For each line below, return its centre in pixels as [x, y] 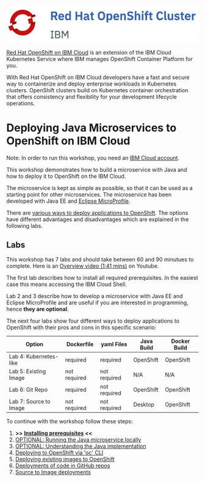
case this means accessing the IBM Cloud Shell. [67, 284]
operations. [21, 103]
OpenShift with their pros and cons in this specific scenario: [81, 327]
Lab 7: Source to [30, 401]
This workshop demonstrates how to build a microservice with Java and [97, 169]
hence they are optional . [38, 309]
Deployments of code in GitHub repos [63, 466]
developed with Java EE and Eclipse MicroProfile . [68, 201]
